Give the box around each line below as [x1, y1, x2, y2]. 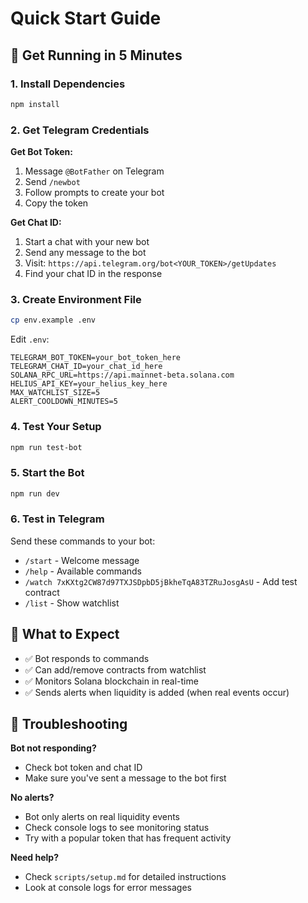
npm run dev [10, 488, 60, 499]
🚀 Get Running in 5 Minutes [10, 47, 183, 64]
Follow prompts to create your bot [24, 187, 165, 199]
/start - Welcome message [24, 554, 140, 566]
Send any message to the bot [24, 247, 147, 259]
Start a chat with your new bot [24, 236, 150, 248]
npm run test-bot [10, 442, 83, 452]
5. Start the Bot [10, 466, 85, 480]
